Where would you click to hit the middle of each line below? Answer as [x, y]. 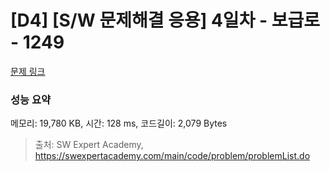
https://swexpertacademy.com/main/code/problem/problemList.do [172, 156]
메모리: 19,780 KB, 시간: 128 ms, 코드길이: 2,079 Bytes [119, 123]
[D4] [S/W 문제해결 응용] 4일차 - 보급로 [165, 20]
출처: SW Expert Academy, [89, 145]
